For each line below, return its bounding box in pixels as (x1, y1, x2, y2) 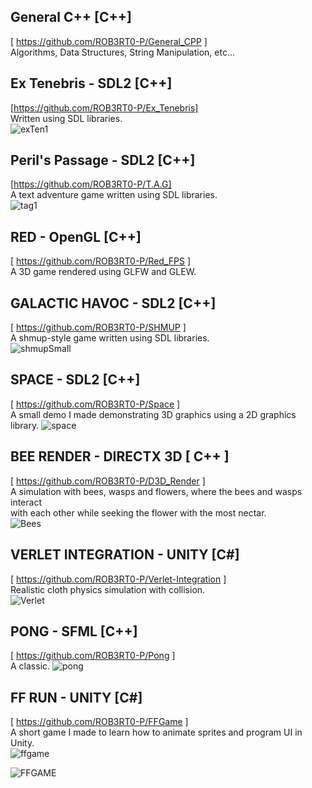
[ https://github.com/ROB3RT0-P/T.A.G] (10, 178, 172, 190)
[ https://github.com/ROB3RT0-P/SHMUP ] (10, 321, 187, 334)
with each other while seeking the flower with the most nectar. (10, 506, 267, 519)
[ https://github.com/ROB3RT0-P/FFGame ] (10, 716, 189, 728)
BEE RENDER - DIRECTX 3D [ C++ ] (10, 448, 230, 465)
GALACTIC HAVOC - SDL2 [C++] (10, 295, 217, 312)
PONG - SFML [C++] (10, 623, 138, 640)
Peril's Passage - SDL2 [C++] (10, 152, 196, 169)
